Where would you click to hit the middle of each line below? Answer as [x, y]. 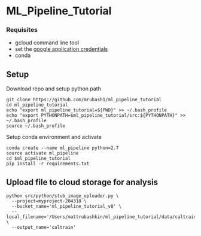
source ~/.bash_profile [36, 126]
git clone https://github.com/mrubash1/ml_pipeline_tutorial [84, 100]
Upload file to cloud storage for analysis [82, 182]
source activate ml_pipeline [42, 153]
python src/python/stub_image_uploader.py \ [63, 196]
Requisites [22, 30]
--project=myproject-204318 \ [49, 201]
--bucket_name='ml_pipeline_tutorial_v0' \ [66, 207]
